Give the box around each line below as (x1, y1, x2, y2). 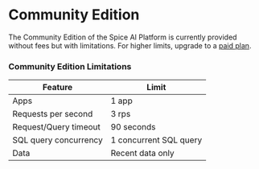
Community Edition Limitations (8, 60, 132, 72)
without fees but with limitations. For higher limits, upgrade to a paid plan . (8, 40, 252, 50)
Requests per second (12, 109, 93, 120)
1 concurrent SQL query (110, 134, 203, 146)
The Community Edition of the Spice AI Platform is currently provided (8, 32, 237, 42)
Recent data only (110, 147, 175, 159)
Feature (43, 82, 73, 93)
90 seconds (110, 122, 156, 133)
